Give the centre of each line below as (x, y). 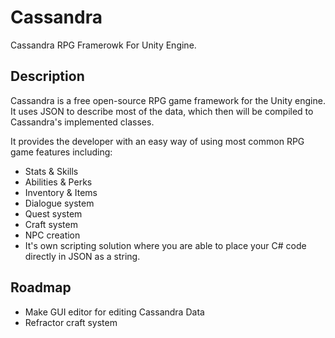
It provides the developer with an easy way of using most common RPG (157, 141)
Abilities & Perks (58, 182)
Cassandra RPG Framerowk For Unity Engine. (103, 45)
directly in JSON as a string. (82, 256)
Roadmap (41, 287)
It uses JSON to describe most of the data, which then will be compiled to (162, 111)
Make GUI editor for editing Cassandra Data (114, 312)
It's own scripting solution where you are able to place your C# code (165, 245)
